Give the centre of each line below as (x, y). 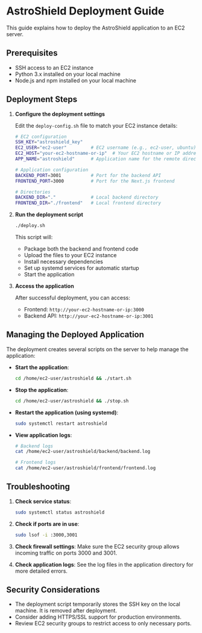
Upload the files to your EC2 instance (70, 255)
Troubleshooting (38, 487)
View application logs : (43, 435)
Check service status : (43, 501)
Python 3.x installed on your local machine (68, 74)
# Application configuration (52, 170)
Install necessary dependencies (64, 262)
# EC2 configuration (41, 137)
